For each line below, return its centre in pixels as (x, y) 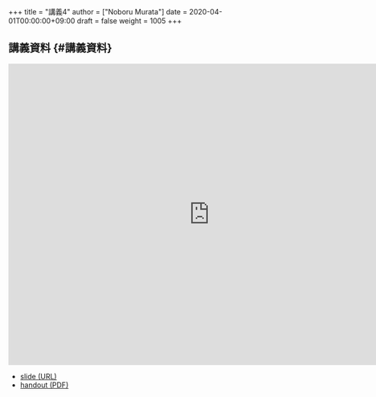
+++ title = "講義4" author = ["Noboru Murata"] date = (98, 12)
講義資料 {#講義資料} (60, 48)
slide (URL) (39, 376)
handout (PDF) (44, 385)
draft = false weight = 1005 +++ (129, 21)
